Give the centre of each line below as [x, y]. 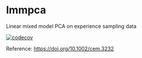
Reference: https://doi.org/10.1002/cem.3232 [60, 48]
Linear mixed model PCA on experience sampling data [71, 26]
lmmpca [26, 10]
